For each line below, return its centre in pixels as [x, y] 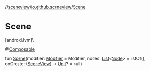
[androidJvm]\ [19, 40]
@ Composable [20, 49]
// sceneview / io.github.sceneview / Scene [45, 7]
